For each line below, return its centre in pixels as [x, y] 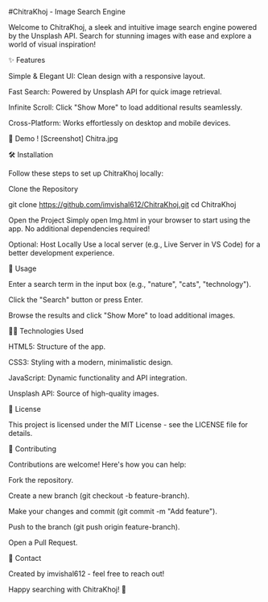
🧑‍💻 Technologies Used [46, 331]
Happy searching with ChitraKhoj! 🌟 [67, 589]
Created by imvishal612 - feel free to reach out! [87, 574]
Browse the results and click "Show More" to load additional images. [122, 315]
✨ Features [27, 60]
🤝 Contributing [33, 449]
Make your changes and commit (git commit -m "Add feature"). [113, 511]
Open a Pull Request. [43, 542]
